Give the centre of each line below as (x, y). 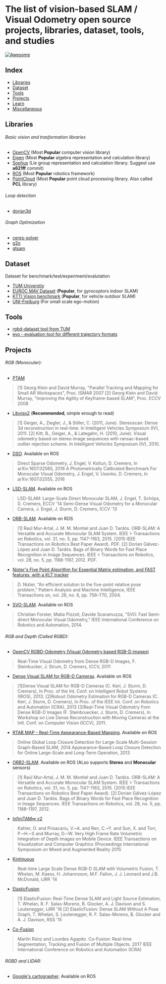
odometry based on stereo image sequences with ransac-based (83, 438)
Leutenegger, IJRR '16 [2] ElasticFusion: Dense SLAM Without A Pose (88, 909)
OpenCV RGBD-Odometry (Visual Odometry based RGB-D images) (81, 652)
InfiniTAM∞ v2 (27, 819)
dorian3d (22, 211)
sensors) (21, 768)
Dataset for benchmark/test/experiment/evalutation (57, 276)
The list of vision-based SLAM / (71, 9)
